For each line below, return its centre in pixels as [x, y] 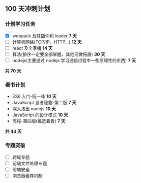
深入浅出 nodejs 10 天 [34, 109]
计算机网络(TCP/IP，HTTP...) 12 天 [47, 42]
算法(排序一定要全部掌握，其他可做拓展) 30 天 [59, 54]
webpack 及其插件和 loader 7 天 [44, 35]
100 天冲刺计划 [28, 9]
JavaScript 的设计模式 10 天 [40, 115]
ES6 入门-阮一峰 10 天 [34, 96]
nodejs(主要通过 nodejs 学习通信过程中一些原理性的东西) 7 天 [74, 60]
